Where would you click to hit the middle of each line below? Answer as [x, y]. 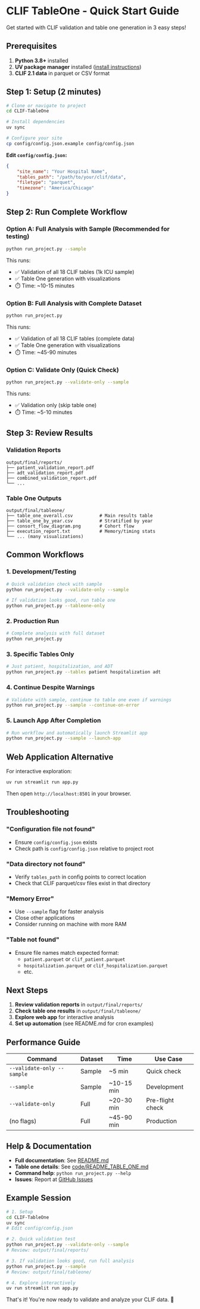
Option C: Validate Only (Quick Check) [62, 370]
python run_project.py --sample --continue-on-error [73, 705]
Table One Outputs [34, 498]
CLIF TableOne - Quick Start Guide [93, 11]
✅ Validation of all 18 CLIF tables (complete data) [75, 338]
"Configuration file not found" [51, 829]
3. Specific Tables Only [40, 654]
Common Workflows [45, 555]
